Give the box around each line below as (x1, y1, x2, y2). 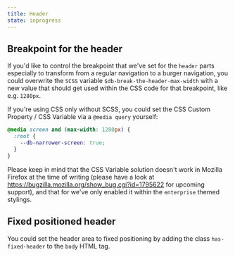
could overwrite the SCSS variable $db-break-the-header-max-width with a (7, 77, 218, 85)
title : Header (7, 10, 49, 18)
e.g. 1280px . (7, 92, 41, 100)
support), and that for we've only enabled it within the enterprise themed (7, 187, 220, 196)
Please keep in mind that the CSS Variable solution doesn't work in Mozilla (7, 165, 223, 173)
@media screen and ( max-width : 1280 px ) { (7, 126, 131, 134)
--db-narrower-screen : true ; (20, 139, 106, 146)
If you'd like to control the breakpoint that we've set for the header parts (7, 61, 215, 70)
